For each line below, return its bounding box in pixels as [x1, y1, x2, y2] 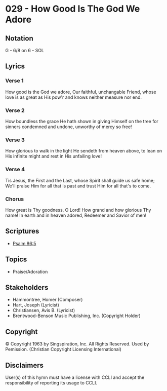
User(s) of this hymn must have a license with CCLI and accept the [5, 374, 145, 380]
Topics [5, 255, 27, 264]
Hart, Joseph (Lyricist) [12, 302, 60, 308]
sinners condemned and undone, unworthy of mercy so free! [5, 124, 133, 130]
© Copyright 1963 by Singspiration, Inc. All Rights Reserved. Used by [5, 341, 149, 347]
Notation [5, 34, 34, 43]
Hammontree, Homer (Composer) [12, 297, 83, 303]
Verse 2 [5, 107, 25, 114]
